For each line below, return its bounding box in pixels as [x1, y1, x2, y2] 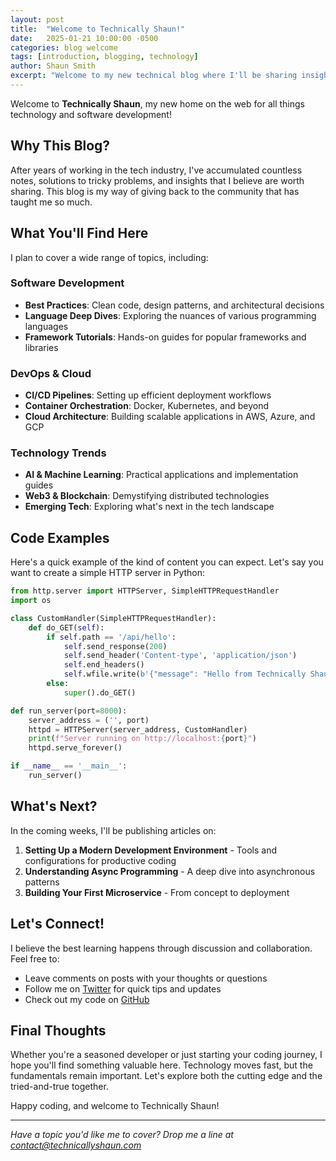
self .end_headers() [63, 660, 145, 670]
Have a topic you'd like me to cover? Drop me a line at [10, 1129, 234, 1141]
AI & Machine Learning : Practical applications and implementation [24, 469, 299, 481]
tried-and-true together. [10, 1081, 109, 1093]
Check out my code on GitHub [24, 993, 150, 1005]
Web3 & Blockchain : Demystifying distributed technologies [24, 490, 270, 502]
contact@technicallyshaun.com [10, 1139, 142, 1151]
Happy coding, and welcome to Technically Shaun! [10, 1100, 220, 1112]
